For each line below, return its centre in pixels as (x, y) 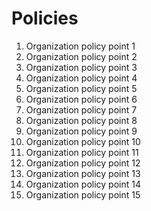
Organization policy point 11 (82, 152)
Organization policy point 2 (81, 56)
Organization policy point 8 (81, 120)
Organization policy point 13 (83, 173)
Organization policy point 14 (83, 184)
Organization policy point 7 (81, 109)
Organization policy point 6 (81, 99)
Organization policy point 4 (81, 78)
